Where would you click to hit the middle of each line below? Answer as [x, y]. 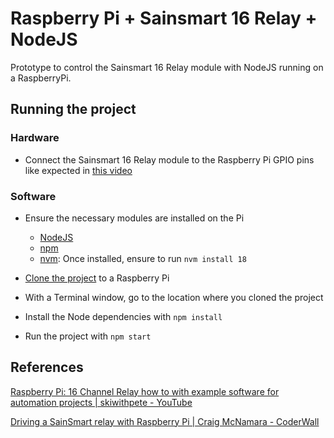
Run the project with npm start [88, 336]
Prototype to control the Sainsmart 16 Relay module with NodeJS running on [167, 67]
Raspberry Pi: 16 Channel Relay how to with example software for [145, 391]
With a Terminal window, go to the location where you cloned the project [174, 297]
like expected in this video [78, 170]
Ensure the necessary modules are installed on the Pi [134, 218]
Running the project [73, 109]
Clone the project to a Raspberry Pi [97, 278]
